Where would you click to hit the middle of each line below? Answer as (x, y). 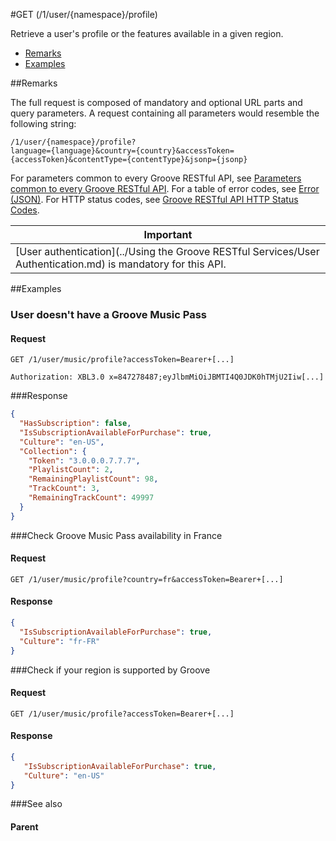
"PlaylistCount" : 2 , (71, 470)
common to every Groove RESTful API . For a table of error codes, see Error (165, 188)
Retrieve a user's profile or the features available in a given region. (147, 33)
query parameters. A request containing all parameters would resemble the (165, 113)
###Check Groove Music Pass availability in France (116, 535)
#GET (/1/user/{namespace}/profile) (84, 14)
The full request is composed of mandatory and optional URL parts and (156, 102)
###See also (36, 804)
